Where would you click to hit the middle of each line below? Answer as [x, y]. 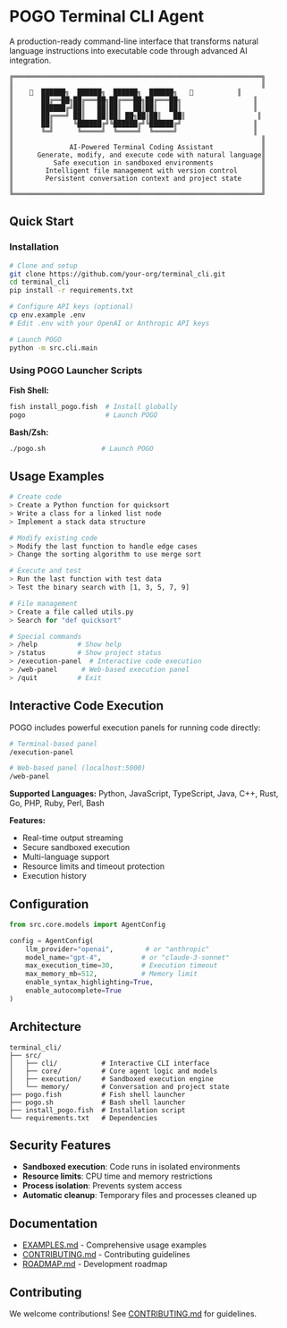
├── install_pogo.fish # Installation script [97, 1110]
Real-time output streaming [72, 838]
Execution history [54, 876]
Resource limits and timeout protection [93, 866]
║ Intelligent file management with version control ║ [138, 170]
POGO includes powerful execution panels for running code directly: [135, 728]
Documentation [54, 1223]
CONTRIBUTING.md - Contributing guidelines [106, 1255]
